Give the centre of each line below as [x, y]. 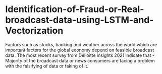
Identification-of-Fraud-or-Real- [75, 9]
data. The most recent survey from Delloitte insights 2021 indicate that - [80, 55]
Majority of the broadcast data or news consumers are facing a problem [80, 60]
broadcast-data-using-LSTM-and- [79, 20]
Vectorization [34, 31]
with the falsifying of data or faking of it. [47, 66]
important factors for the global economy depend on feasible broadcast [80, 50]
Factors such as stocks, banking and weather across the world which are [81, 44]
